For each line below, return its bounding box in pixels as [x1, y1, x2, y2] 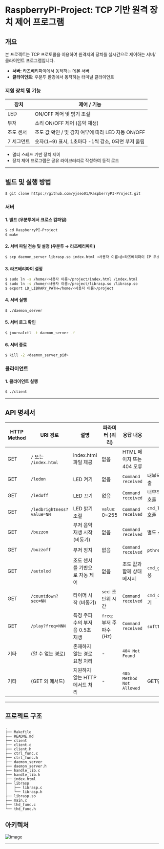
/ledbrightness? [31, 506, 68, 512]
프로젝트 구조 [5, 712, 42, 720]
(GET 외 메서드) [31, 678, 65, 685]
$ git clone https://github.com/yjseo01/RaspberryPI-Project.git [5, 191, 141, 196]
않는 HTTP [73, 674, 97, 681]
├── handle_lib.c [5, 768, 41, 773]
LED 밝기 [73, 505, 93, 512]
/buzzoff [31, 547, 51, 552]
